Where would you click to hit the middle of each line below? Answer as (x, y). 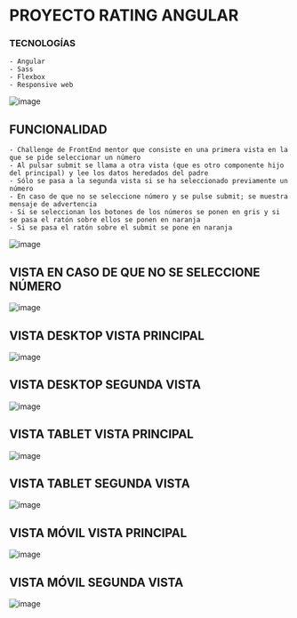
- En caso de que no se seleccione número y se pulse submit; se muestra (149, 197)
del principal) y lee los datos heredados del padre (109, 173)
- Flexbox (28, 77)
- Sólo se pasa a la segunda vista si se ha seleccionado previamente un (149, 181)
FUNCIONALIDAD (58, 129)
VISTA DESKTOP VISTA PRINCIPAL (107, 336)
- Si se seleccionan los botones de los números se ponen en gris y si (144, 213)
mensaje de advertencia (53, 205)
